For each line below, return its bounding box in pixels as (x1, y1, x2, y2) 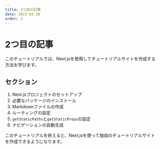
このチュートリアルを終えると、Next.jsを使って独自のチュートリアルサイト (5, 132, 155, 138)
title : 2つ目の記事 (5, 7, 41, 12)
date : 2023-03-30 (5, 12, 40, 17)
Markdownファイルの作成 (12, 104, 64, 110)
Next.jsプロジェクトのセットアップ (12, 91, 82, 98)
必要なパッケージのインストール (12, 98, 77, 104)
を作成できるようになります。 (5, 139, 65, 145)
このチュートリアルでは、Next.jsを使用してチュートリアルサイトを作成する (5, 56, 156, 62)
